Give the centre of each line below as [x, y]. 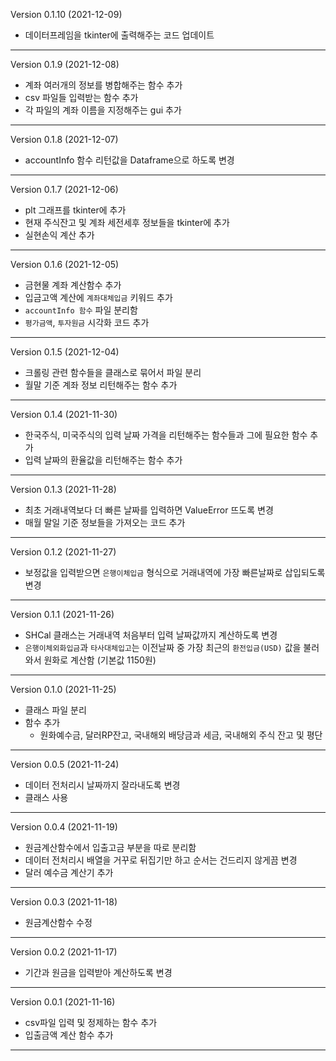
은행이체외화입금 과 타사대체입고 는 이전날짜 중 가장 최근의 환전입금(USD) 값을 [163, 647]
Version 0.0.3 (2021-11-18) [64, 902]
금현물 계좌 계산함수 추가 [73, 285]
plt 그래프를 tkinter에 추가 [75, 210]
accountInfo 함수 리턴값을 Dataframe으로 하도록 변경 [129, 160]
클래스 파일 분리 [55, 710]
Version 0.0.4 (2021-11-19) [64, 827]
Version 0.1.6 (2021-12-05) [65, 264]
